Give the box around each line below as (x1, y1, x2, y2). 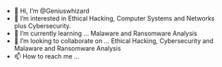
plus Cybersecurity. (13, 22, 72, 30)
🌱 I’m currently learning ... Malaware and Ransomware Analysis (13, 29, 197, 37)
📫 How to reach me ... (13, 52, 80, 60)
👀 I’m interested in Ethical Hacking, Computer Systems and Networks (13, 14, 215, 23)
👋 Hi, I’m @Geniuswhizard (13, 7, 90, 15)
